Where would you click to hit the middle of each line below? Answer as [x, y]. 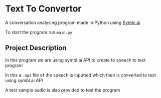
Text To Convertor [43, 9]
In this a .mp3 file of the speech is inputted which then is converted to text [80, 75]
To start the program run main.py [39, 32]
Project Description [36, 48]
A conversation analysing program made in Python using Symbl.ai [73, 22]
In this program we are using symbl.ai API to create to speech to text [75, 60]
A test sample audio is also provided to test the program [63, 90]
